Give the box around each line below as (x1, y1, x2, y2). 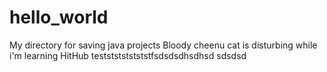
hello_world (9, 6, 109, 29)
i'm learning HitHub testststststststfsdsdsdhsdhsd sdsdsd (9, 49, 247, 61)
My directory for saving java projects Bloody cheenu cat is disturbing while (9, 39, 318, 51)
